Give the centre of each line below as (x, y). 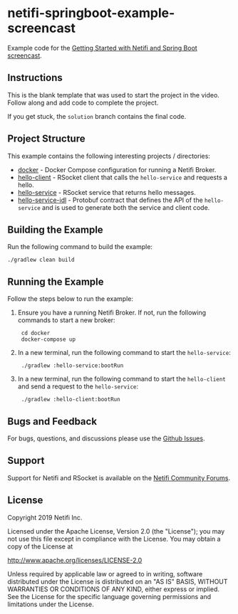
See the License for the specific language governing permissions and (109, 596)
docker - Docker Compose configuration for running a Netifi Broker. (117, 169)
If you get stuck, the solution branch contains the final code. (97, 116)
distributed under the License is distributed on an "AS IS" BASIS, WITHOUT (118, 581)
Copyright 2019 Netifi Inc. (45, 517)
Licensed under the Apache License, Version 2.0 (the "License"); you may (116, 531)
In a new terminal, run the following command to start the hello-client (121, 379)
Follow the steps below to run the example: (71, 299)
